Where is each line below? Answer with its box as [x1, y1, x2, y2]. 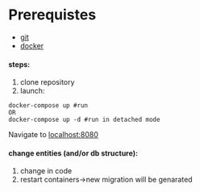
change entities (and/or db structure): [8, 148, 139, 158]
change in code [19, 166, 73, 176]
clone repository [19, 77, 75, 87]
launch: [19, 86, 45, 96]
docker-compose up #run [8, 102, 89, 110]
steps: [8, 59, 31, 69]
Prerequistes [8, 6, 97, 24]
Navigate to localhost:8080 [8, 130, 99, 140]
